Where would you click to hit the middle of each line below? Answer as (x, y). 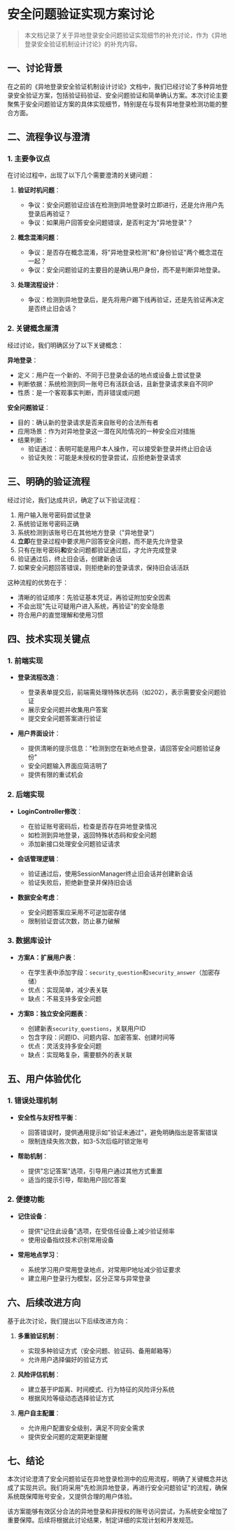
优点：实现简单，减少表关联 (68, 989)
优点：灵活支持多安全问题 (65, 1045)
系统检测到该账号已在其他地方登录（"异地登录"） (88, 532)
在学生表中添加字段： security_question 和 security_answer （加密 (121, 972)
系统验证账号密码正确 (48, 523)
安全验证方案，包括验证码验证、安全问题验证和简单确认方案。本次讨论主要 (120, 95)
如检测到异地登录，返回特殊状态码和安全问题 (92, 835)
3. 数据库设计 (29, 941)
